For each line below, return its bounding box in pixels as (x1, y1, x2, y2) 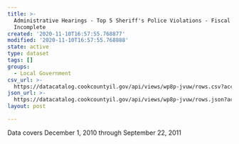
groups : (7, 63, 31, 70)
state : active (7, 43, 50, 50)
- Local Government (14, 70, 72, 77)
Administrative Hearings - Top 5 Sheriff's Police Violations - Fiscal (14, 17, 231, 24)
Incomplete (14, 23, 46, 31)
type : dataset (7, 50, 50, 57)
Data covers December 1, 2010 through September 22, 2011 (7, 128, 181, 137)
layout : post (7, 103, 46, 110)
